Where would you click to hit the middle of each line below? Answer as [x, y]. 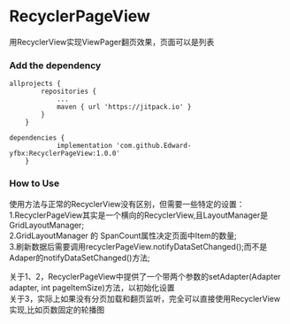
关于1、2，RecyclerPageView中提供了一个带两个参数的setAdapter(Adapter [145, 276]
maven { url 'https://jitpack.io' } [124, 107]
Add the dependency [55, 66]
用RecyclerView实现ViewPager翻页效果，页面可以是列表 [112, 42]
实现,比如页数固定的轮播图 [57, 309]
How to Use [34, 183]
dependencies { [37, 138]
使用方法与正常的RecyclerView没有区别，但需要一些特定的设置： [127, 204]
